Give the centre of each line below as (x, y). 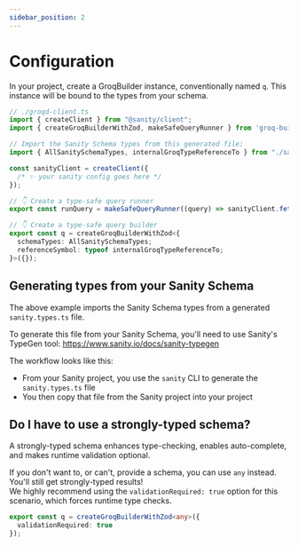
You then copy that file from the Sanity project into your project (137, 397)
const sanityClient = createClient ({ (79, 168)
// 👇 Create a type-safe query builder (83, 226)
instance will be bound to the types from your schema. (109, 95)
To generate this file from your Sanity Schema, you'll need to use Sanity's (143, 334)
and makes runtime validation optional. (80, 455)
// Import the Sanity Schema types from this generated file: (126, 144)
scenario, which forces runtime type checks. (90, 501)
